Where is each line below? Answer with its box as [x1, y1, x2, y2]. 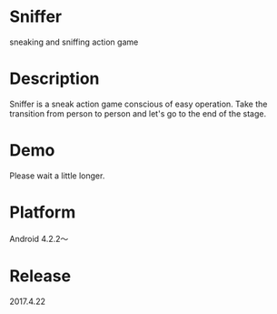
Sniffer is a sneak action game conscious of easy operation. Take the [9, 98, 268, 109]
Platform [9, 202, 76, 222]
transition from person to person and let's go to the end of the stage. [9, 107, 266, 119]
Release [9, 266, 71, 286]
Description [9, 68, 100, 89]
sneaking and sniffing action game [9, 36, 139, 47]
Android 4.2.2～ [9, 233, 69, 244]
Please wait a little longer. [9, 170, 105, 181]
